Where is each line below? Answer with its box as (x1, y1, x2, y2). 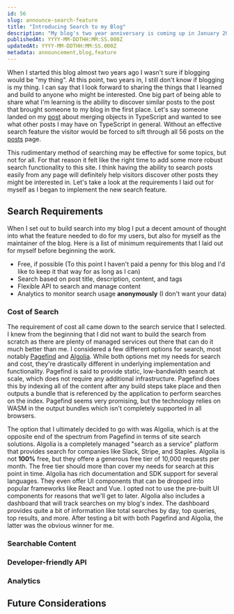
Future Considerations (7, 597, 107, 610)
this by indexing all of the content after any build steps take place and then (7, 381, 221, 390)
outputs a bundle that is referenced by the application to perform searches (7, 389, 221, 397)
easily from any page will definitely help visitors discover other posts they (7, 170, 219, 178)
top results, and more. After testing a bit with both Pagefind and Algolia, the (7, 514, 224, 522)
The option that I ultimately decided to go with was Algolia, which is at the (7, 424, 219, 433)
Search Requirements (7, 206, 103, 217)
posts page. (7, 135, 42, 143)
